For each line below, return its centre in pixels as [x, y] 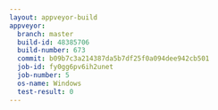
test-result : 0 [46, 91]
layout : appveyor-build [54, 17]
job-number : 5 [43, 75]
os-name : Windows [50, 83]
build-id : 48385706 [54, 42]
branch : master [46, 34]
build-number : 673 [52, 51]
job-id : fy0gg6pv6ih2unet [66, 67]
